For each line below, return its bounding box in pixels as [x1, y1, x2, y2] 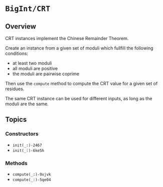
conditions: [5, 51, 29, 56]
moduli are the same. [5, 101, 49, 107]
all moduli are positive [12, 66, 58, 71]
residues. [5, 86, 25, 92]
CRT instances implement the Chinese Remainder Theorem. [5, 36, 129, 41]
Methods [5, 159, 28, 166]
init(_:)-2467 [12, 142, 42, 148]
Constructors [5, 130, 39, 137]
